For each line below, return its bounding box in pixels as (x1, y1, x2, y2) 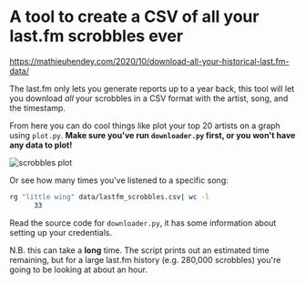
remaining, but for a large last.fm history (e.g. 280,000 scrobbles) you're (9, 254, 281, 265)
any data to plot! (9, 139, 73, 150)
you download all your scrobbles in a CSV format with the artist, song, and (9, 93, 289, 104)
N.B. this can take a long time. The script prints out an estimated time (9, 244, 270, 256)
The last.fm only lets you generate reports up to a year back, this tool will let (9, 83, 295, 94)
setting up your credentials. (9, 227, 113, 238)
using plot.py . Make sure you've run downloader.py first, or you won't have (9, 129, 296, 140)
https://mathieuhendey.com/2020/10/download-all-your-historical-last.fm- (9, 56, 290, 66)
